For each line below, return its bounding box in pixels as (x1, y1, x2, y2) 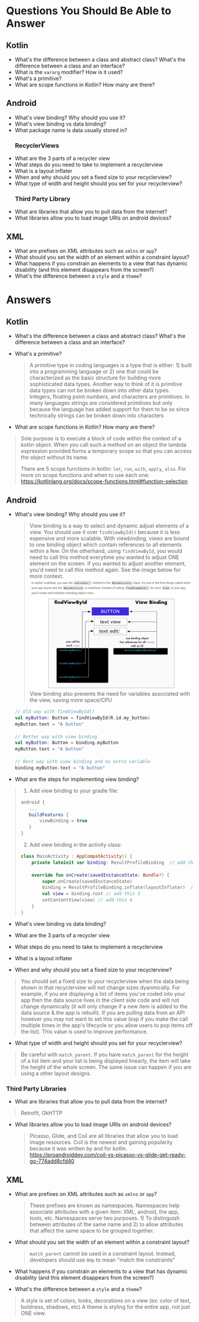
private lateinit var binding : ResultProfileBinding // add (31, 860, 185, 866)
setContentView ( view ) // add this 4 (42, 897, 133, 903)
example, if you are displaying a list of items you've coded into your (20, 990, 185, 997)
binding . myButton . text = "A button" (14, 765, 105, 771)
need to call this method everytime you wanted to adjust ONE (29, 554, 179, 561)
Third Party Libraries (6, 1085, 67, 1093)
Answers (6, 293, 52, 307)
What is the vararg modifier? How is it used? (14, 69, 123, 75)
